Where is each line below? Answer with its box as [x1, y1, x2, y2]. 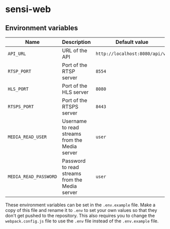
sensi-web [5, 4, 51, 15]
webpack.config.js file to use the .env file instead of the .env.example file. [5, 218, 159, 224]
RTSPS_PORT [8, 104, 34, 109]
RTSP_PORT [8, 69, 31, 74]
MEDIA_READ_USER [8, 134, 47, 140]
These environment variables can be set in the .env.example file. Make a [5, 202, 156, 208]
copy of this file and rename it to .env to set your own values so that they [5, 207, 157, 213]
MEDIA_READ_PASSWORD [8, 174, 57, 180]
